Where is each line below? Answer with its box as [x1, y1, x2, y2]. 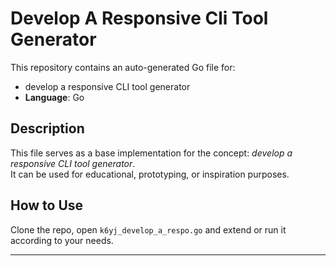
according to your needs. [10, 234, 114, 246]
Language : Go [24, 91, 85, 103]
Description [10, 120, 85, 137]
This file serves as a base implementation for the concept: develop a [10, 147, 293, 159]
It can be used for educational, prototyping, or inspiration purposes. [10, 168, 290, 180]
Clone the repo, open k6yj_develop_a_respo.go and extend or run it [10, 223, 287, 236]
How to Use [10, 197, 84, 214]
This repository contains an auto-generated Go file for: [10, 61, 236, 73]
